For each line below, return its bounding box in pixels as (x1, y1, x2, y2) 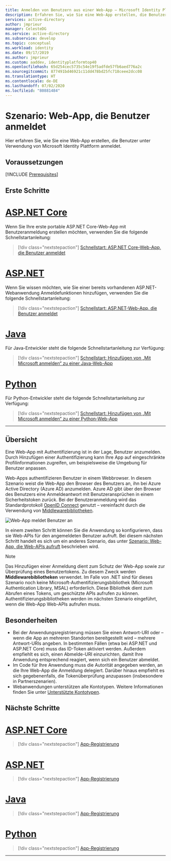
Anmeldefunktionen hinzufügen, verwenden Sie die (40, 290, 149, 296)
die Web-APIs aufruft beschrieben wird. (16, 543, 100, 550)
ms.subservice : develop (5, 36, 56, 41)
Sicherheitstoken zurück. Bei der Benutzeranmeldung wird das (5, 497, 136, 503)
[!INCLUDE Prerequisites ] (5, 171, 59, 177)
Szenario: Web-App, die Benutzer (5, 110, 150, 121)
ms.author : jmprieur (5, 55, 49, 60)
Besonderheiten (5, 616, 58, 624)
